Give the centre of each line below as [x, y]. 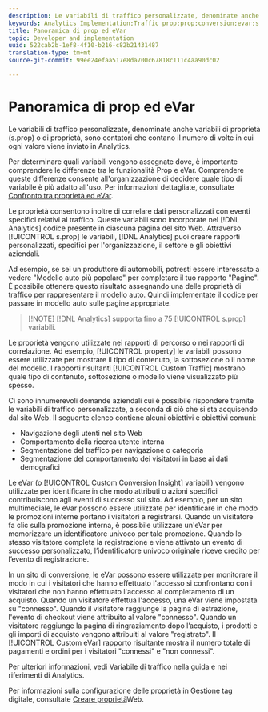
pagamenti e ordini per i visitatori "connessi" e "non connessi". [112, 651]
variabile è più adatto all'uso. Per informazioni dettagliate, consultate [121, 187]
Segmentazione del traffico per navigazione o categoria [112, 450]
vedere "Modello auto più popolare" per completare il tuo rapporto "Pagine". [134, 278]
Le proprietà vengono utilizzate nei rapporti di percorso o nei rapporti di [126, 342]
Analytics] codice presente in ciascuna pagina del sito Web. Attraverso [125, 228]
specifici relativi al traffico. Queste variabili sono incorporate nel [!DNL [124, 219]
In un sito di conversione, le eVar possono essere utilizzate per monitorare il [133, 574]
